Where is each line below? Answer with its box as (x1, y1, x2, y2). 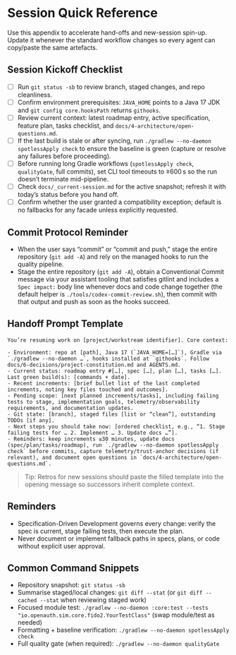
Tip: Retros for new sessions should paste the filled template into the (24, 472, 224, 481)
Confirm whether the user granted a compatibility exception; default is (17, 198, 222, 206)
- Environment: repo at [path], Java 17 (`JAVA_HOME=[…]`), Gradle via (7, 349, 222, 356)
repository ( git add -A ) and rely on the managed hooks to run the (17, 253, 209, 260)
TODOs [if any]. (7, 416, 55, 424)
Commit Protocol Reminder (7, 226, 129, 238)
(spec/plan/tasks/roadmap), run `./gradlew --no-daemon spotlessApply (7, 441, 219, 449)
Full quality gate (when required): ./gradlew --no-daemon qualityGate (17, 639, 220, 648)
